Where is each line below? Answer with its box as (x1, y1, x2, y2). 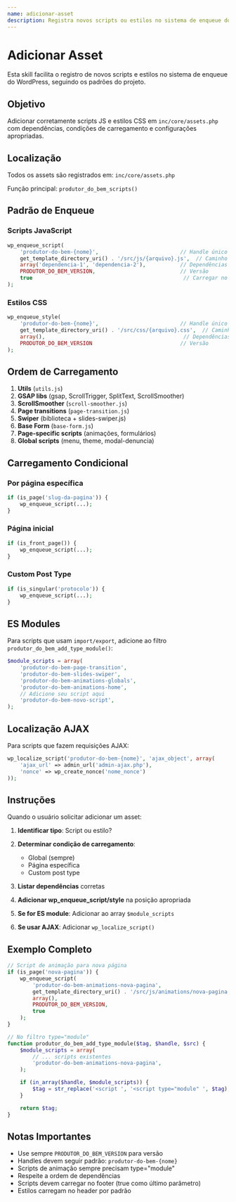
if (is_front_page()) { (7, 539, 77, 547)
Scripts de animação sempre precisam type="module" (17, 1164, 176, 1172)
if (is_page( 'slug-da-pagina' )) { (7, 493, 109, 501)
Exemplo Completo (7, 943, 93, 955)
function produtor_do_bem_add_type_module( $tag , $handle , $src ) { (7, 1040, 206, 1047)
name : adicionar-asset (7, 10, 74, 18)
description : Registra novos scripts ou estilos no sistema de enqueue (7, 17, 221, 24)
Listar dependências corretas (17, 882, 105, 891)
